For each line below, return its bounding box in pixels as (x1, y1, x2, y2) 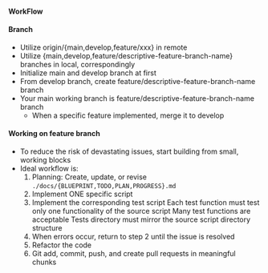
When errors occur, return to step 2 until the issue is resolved (31, 232, 235, 241)
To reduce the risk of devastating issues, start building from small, (19, 147, 239, 156)
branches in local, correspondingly (19, 59, 136, 69)
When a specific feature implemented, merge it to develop (31, 110, 225, 120)
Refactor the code (31, 240, 92, 250)
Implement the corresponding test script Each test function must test (31, 198, 260, 207)
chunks (31, 257, 57, 267)
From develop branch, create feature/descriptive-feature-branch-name (19, 76, 256, 86)
